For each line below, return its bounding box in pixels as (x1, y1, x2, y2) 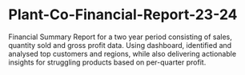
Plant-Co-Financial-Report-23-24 (8, 6, 238, 24)
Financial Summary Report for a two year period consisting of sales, (8, 32, 232, 41)
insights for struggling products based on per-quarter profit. (8, 57, 207, 67)
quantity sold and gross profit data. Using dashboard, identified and (8, 40, 232, 49)
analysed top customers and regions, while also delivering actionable (8, 49, 237, 58)
